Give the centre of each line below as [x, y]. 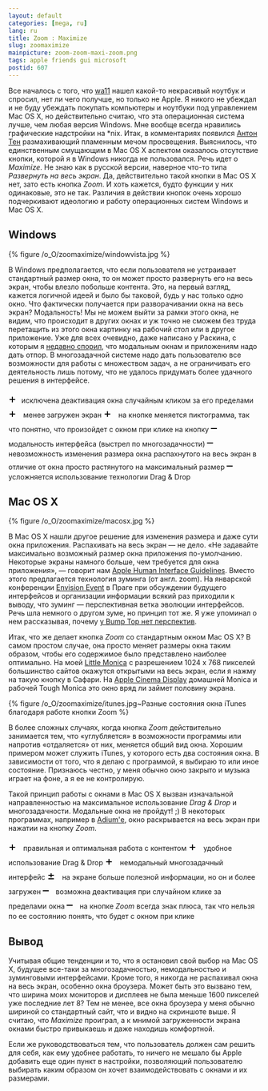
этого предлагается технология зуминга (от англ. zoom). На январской [130, 579]
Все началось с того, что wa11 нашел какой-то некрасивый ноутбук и [127, 90]
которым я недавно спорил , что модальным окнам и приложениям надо [133, 346]
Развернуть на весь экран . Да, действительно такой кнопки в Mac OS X [132, 175]
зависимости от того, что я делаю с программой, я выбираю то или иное [134, 762]
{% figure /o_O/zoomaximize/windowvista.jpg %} [89, 254]
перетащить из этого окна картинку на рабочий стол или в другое [122, 329]
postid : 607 [28, 68]
